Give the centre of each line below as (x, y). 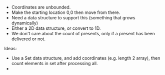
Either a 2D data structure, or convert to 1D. (56, 28)
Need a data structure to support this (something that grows (73, 18)
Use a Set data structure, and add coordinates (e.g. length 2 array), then (86, 58)
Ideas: (10, 48)
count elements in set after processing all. (54, 63)
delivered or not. (28, 39)
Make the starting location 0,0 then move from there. (66, 12)
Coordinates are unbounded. (41, 7)
